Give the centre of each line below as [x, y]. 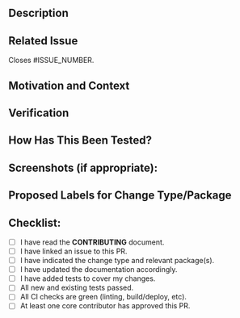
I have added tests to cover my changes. [88, 278]
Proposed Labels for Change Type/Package [120, 196]
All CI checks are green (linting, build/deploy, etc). [103, 297]
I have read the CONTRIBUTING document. [92, 242]
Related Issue [43, 41]
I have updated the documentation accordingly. [99, 270]
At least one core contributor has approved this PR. [105, 306]
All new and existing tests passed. [77, 288]
